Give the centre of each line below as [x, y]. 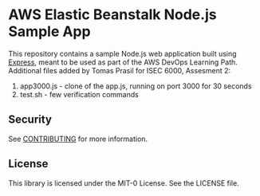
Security [30, 120]
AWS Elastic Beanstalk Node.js [112, 15]
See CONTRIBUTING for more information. [78, 139]
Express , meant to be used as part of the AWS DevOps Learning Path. [123, 62]
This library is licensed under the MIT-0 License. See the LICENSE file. [124, 183]
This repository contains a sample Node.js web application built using [122, 53]
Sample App [49, 31]
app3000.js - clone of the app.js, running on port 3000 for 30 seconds [136, 86]
